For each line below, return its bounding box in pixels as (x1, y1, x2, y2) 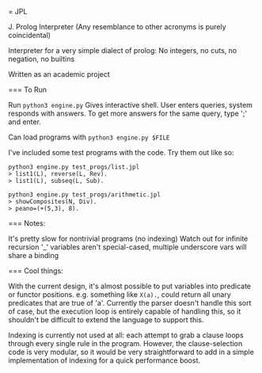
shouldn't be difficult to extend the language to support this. (8, 315, 204, 324)
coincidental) (8, 31, 51, 40)
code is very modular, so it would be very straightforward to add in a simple (8, 348, 255, 356)
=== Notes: (8, 219, 46, 228)
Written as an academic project (8, 70, 111, 78)
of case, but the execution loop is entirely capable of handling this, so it (8, 306, 241, 316)
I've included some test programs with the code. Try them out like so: (8, 148, 234, 157)
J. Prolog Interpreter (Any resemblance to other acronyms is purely (8, 22, 227, 31)
